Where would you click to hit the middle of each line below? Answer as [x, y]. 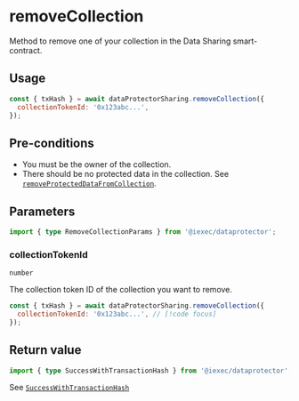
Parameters [42, 211]
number [21, 273]
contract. [26, 50]
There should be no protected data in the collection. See [125, 174]
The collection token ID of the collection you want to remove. [121, 290]
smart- [245, 41]
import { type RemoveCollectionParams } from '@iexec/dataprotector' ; [143, 232]
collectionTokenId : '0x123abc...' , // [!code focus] [117, 314]
